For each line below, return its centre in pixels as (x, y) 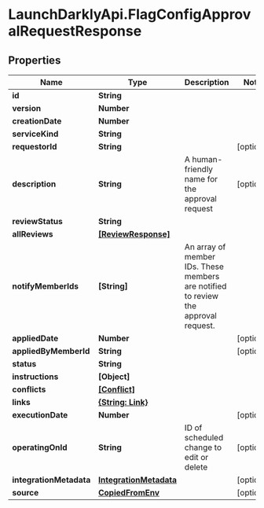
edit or (196, 457)
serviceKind (35, 134)
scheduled (204, 438)
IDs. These (204, 267)
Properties (35, 60)
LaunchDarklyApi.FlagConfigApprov (130, 15)
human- (207, 159)
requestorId (35, 147)
